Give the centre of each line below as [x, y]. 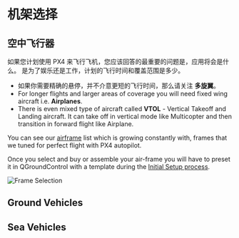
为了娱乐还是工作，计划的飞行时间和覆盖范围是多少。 [106, 71]
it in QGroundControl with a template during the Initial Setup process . [109, 167]
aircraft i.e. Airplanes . [50, 101]
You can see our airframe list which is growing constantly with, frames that [117, 138]
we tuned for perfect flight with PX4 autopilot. [75, 145]
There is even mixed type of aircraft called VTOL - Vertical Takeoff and [122, 109]
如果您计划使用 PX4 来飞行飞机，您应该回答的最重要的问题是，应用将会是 [115, 62]
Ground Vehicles [45, 203]
